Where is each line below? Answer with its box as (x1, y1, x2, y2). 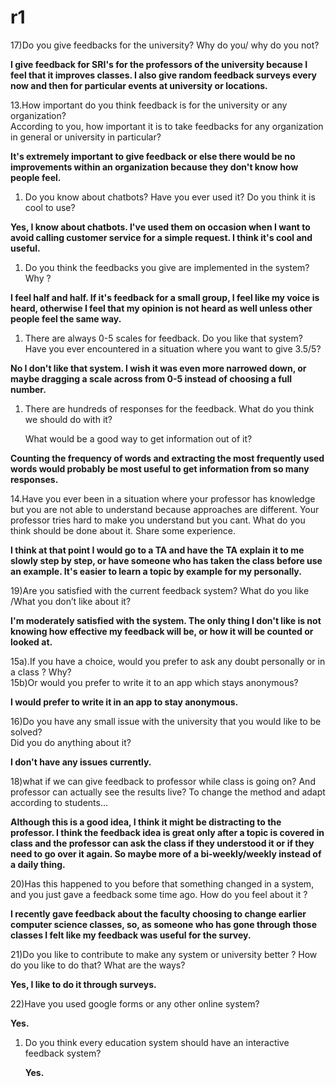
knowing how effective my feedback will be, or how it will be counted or (10, 625, 314, 637)
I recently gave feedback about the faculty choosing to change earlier (10, 907, 307, 920)
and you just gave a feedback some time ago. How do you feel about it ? (10, 888, 308, 900)
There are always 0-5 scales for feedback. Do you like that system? (24, 332, 303, 344)
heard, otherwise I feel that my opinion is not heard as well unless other (10, 302, 313, 314)
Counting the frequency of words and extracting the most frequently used (10, 452, 325, 464)
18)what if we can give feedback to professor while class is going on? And (10, 775, 316, 787)
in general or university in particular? (10, 131, 162, 143)
